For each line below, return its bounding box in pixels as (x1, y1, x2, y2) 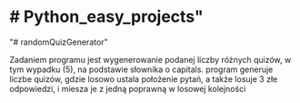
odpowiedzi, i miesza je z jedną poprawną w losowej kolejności (9, 83, 246, 94)
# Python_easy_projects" (9, 6, 205, 27)
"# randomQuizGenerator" (9, 36, 108, 47)
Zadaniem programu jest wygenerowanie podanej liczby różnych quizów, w (9, 54, 292, 65)
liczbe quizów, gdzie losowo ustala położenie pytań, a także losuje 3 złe (9, 73, 278, 84)
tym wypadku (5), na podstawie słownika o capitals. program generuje (9, 64, 274, 75)
